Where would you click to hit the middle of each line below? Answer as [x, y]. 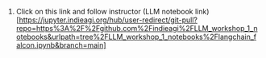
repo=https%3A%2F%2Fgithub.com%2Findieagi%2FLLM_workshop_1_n [137, 28]
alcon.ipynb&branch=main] [61, 45]
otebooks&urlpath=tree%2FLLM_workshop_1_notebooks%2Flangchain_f [136, 37]
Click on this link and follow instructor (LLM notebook [104, 12]
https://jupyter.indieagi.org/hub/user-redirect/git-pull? [108, 20]
